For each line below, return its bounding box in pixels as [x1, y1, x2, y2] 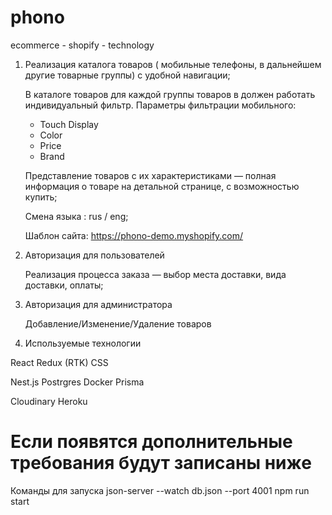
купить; [24, 191, 58, 203]
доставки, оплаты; [24, 279, 104, 291]
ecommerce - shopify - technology [10, 39, 155, 51]
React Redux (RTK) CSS [10, 356, 109, 368]
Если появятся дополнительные [10, 431, 293, 453]
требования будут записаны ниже [10, 452, 312, 475]
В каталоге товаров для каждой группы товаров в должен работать [24, 88, 316, 100]
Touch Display [39, 118, 99, 130]
